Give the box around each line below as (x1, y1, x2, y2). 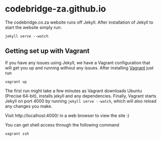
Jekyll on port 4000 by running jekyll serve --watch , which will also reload (5, 98, 157, 104)
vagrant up (5, 79, 27, 84)
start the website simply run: (5, 24, 62, 30)
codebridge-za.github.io (5, 3, 106, 14)
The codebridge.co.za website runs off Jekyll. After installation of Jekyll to (5, 19, 154, 25)
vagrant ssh (5, 131, 29, 136)
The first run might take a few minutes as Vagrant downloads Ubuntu (5, 88, 142, 94)
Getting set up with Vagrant (5, 47, 90, 55)
